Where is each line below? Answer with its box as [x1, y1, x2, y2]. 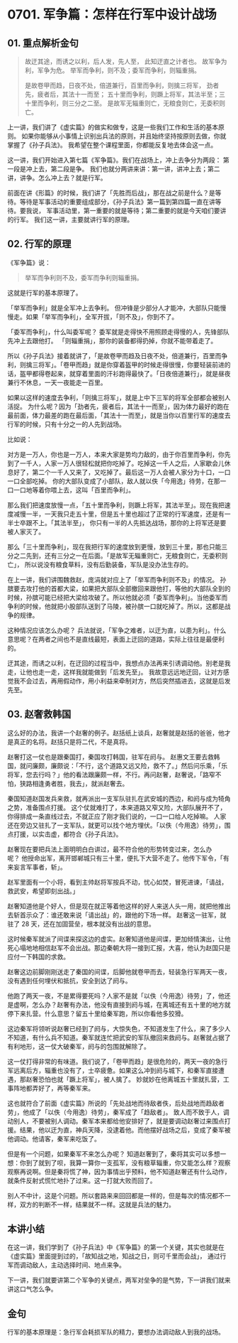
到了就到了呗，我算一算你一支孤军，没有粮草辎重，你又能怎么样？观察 [25, 1158, 231, 1167]
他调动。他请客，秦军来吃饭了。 [7, 1134, 101, 1143]
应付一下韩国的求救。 [7, 952, 69, 961]
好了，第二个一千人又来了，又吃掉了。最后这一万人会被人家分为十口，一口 [13, 468, 231, 476]
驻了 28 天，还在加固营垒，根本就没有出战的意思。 [7, 919, 156, 928]
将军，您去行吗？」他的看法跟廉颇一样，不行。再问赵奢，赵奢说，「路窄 [7, 770, 215, 779]
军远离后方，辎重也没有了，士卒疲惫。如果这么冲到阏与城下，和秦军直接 [7, 1066, 218, 1074]
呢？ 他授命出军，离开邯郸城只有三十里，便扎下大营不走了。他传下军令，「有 [7, 853, 229, 862]
